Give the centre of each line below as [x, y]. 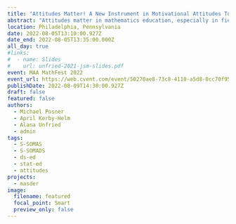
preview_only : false [44, 210]
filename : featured [42, 197]
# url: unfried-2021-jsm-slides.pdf [66, 66]
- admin [25, 131]
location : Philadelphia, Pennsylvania [64, 27]
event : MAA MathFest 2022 [45, 72]
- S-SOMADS [29, 151]
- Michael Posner [39, 112]
